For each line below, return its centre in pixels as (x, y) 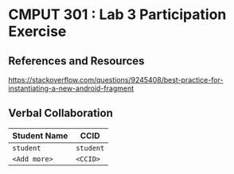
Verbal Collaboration (60, 113)
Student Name (40, 135)
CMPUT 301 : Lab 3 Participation (117, 15)
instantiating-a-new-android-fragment (71, 88)
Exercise (37, 31)
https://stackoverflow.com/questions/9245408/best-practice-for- (116, 80)
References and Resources (76, 61)
